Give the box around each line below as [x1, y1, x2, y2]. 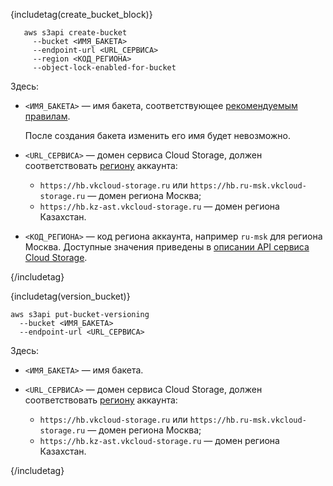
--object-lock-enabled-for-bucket [32, 63, 177, 73]
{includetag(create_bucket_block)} [10, 9, 153, 20]
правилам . [24, 110, 71, 122]
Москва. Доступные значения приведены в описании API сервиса [24, 241, 310, 253]
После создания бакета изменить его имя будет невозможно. [24, 130, 291, 141]
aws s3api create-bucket [23, 28, 128, 38]
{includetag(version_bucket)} [10, 290, 131, 302]
